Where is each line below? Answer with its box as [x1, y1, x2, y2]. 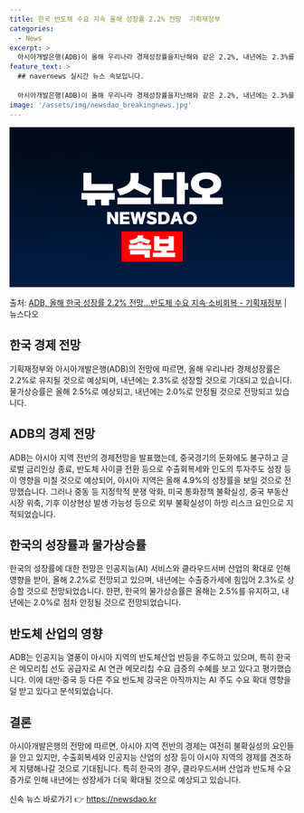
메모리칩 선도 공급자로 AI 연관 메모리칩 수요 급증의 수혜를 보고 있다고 [18, 663, 261, 674]
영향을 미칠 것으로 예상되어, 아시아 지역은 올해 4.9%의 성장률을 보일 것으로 [18, 475, 282, 486]
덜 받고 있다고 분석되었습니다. [9, 685, 114, 696]
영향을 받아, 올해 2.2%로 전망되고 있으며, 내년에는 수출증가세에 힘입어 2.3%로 [9, 574, 285, 585]
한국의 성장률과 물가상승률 [9, 538, 147, 553]
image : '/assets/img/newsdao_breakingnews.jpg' [9, 100, 193, 109]
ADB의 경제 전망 [9, 426, 96, 442]
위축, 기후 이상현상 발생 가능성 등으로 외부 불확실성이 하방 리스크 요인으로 [25, 497, 285, 508]
